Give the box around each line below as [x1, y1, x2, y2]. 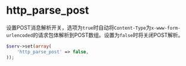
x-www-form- [151, 25, 181, 31]
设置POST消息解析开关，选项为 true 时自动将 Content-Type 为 [6, 24, 152, 31]
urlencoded [6, 32, 33, 39]
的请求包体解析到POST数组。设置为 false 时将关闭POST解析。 [32, 31, 184, 39]
